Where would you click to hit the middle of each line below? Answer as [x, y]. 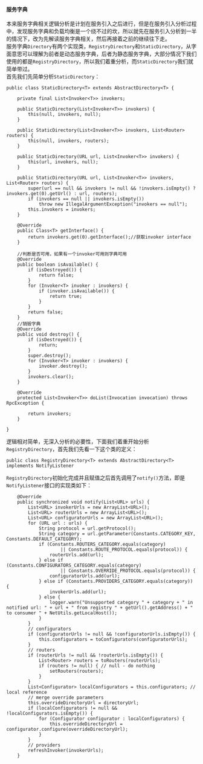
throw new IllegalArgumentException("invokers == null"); [113, 204]
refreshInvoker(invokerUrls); [66, 751]
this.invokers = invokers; [62, 210]
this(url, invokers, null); [63, 162]
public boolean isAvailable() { [58, 265]
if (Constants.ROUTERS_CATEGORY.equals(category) [102, 544]
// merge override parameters [66, 698]
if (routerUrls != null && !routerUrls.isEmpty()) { [96, 655]
